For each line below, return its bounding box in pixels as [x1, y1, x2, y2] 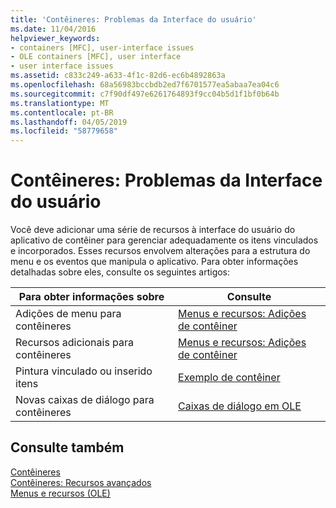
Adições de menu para [15, 307, 122, 321]
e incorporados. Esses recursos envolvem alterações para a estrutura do [10, 245, 311, 257]
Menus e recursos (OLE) [10, 487, 111, 499]
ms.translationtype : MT [10, 98, 110, 108]
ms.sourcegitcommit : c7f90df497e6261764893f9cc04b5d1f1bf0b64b [10, 89, 280, 99]
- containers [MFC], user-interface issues [10, 42, 195, 53]
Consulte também [10, 439, 125, 456]
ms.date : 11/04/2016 [10, 24, 97, 34]
